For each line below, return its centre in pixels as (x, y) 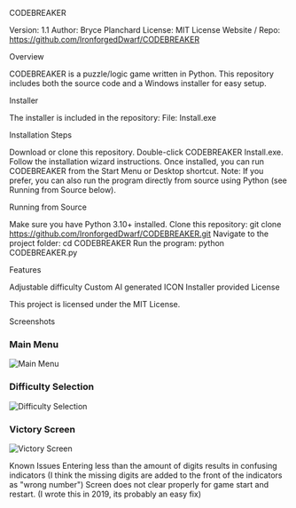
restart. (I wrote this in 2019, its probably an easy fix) (105, 494)
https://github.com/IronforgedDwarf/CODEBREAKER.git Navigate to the (139, 234)
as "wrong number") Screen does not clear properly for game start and (139, 484)
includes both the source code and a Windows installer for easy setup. (138, 83)
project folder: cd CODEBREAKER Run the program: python (117, 243)
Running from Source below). (63, 190)
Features (25, 270)
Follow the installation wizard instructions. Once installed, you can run (136, 162)
